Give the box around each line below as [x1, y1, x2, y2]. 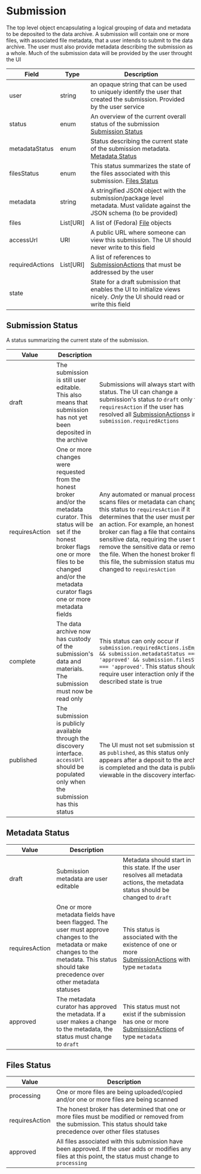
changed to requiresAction [99, 565, 176, 573]
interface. [56, 749, 84, 757]
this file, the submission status [99, 557, 184, 566]
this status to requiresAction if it [99, 505, 190, 513]
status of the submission [90, 120, 160, 128]
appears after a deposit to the [99, 756, 182, 764]
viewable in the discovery [99, 770, 171, 779]
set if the [56, 527, 81, 536]
